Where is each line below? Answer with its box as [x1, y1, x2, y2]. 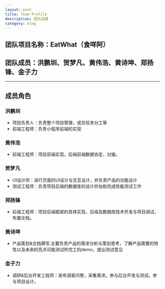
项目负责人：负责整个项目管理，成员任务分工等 [12, 120, 107, 126]
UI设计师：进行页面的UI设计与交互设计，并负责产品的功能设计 [12, 177, 137, 183]
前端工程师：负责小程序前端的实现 [12, 126, 82, 132]
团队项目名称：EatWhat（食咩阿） [5, 40, 110, 49]
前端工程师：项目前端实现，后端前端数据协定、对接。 [12, 151, 120, 157]
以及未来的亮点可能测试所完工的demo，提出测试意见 [16, 247, 123, 253]
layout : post [5, 7, 32, 12]
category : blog [5, 21, 36, 26]
